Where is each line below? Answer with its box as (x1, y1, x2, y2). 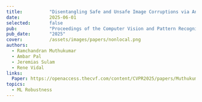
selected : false (6, 20, 63, 26)
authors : (6, 43, 28, 49)
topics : (6, 82, 26, 88)
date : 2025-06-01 (6, 14, 77, 20)
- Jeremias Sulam (11, 59, 55, 65)
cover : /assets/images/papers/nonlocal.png (6, 37, 141, 43)
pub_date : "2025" (6, 31, 66, 37)
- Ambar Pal (11, 53, 42, 59)
